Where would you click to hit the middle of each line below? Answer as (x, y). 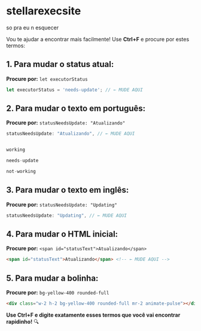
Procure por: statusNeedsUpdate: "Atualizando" (66, 123)
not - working (21, 172)
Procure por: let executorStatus (47, 78)
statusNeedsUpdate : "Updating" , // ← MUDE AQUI (67, 215)
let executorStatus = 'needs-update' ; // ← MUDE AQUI (75, 90)
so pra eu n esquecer (32, 28)
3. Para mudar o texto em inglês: (68, 190)
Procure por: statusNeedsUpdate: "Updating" (62, 204)
